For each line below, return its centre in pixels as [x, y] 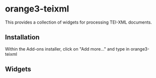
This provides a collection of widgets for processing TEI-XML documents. [78, 22]
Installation [22, 37]
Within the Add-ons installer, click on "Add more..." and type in [67, 49]
